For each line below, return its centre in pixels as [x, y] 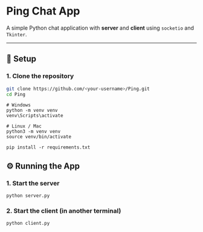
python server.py [28, 196]
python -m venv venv [32, 111]
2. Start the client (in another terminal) [64, 211]
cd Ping [16, 94]
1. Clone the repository [40, 76]
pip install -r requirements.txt [48, 147]
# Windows [19, 105]
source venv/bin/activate [39, 137]
